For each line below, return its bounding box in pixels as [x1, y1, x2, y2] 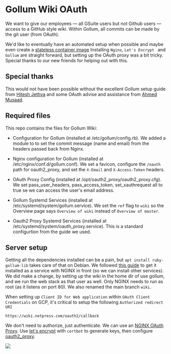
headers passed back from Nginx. [12, 145, 85, 151]
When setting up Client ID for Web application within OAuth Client [5, 294, 150, 300]
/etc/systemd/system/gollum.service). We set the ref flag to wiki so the [12, 203, 164, 209]
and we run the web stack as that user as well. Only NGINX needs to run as [5, 279, 163, 285]
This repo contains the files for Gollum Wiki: [5, 125, 97, 131]
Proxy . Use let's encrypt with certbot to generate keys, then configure [5, 328, 153, 334]
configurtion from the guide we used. [12, 229, 91, 235]
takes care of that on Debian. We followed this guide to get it [29, 262, 157, 268]
